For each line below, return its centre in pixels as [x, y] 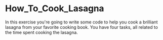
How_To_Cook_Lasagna [55, 9]
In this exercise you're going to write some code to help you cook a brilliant [81, 22]
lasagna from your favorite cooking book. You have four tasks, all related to [81, 27]
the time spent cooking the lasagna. [41, 32]
